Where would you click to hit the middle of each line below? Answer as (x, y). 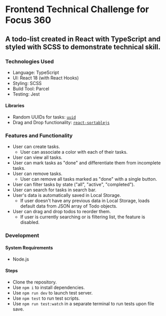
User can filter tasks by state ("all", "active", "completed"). (74, 185)
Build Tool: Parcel (31, 89)
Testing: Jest (26, 94)
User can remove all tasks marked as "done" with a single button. (89, 179)
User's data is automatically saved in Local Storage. (67, 195)
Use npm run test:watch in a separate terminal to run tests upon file (83, 303)
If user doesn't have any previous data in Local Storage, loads (85, 201)
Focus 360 (28, 20)
